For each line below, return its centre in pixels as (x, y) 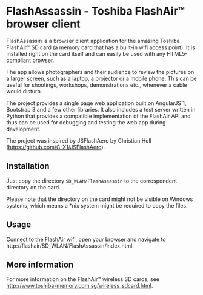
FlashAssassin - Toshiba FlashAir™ (95, 11)
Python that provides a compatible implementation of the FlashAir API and (98, 116)
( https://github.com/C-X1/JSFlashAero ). (56, 147)
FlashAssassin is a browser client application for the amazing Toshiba (93, 41)
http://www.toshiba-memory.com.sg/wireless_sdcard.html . (80, 286)
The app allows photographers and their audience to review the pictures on (100, 72)
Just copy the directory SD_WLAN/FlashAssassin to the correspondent (92, 181)
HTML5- (177, 53)
